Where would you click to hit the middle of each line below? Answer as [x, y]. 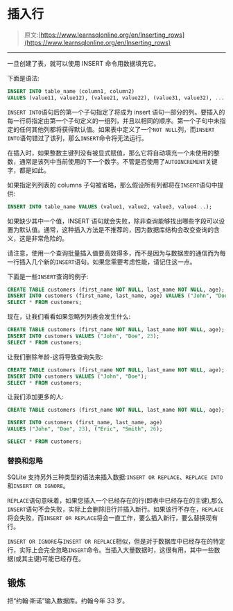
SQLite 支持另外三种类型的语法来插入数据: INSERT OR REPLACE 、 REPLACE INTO [115, 477]
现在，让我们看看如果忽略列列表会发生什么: [69, 317]
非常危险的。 [49, 238]
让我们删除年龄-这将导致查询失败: [55, 357]
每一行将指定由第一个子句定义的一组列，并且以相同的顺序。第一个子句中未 [113, 120]
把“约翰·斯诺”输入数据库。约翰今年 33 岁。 [68, 601]
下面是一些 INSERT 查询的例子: [48, 276]
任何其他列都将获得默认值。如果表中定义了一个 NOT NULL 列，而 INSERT [117, 129]
